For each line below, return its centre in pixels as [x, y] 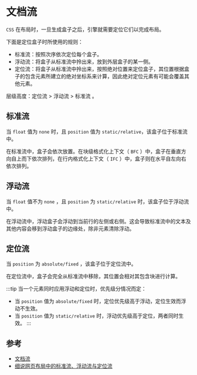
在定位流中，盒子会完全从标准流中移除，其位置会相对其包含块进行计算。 [93, 277]
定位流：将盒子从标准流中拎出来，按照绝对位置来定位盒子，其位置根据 [99, 69]
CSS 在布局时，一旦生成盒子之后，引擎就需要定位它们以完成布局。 [85, 29]
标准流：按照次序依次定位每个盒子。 [58, 54]
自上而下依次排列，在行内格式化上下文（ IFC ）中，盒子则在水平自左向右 [98, 158]
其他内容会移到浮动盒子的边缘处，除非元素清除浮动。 [70, 229]
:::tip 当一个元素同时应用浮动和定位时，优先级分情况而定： [76, 289]
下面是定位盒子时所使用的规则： [45, 42]
